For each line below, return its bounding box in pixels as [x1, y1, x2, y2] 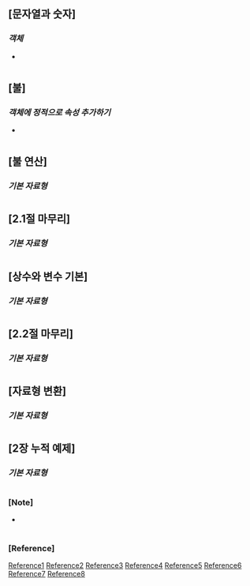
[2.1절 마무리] [8, 212, 71, 226]
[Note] [8, 497, 34, 508]
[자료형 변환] [8, 384, 67, 397]
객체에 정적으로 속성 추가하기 [8, 107, 111, 118]
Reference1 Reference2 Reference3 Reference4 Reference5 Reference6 [8, 560, 242, 570]
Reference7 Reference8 [8, 569, 85, 578]
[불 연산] [8, 155, 47, 168]
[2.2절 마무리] [8, 327, 73, 340]
